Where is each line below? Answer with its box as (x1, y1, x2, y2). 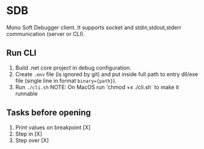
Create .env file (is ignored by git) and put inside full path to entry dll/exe (15, 71, 199, 78)
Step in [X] (15, 130, 43, 137)
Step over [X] (15, 136, 49, 144)
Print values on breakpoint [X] (15, 123, 91, 131)
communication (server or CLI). (6, 30, 86, 37)
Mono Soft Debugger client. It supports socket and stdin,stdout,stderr (6, 24, 182, 31)
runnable (15, 89, 38, 97)
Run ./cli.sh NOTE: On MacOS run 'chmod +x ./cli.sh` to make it (15, 83, 179, 91)
